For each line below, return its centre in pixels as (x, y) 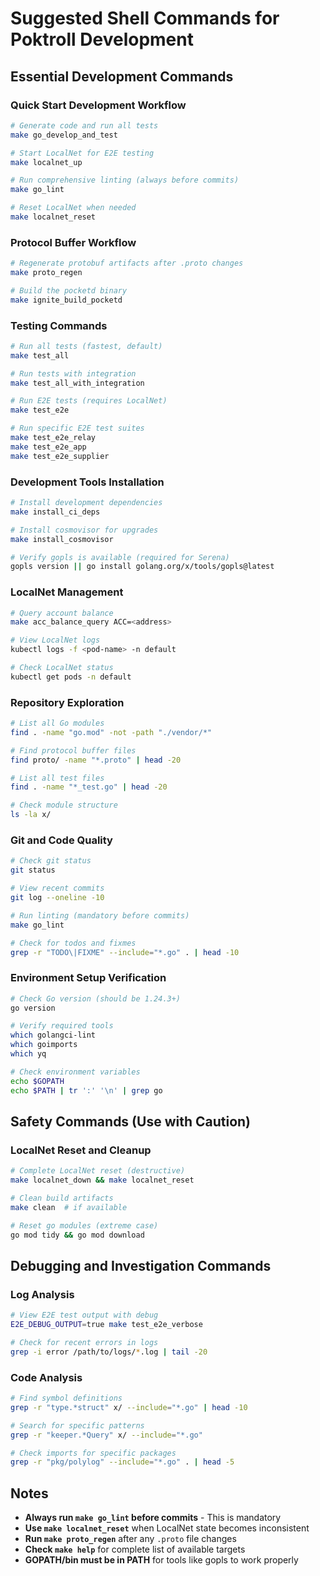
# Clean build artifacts (62, 1198)
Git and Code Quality (61, 840)
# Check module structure (64, 805)
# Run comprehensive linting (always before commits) (125, 180)
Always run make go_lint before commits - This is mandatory (153, 1518)
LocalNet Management (67, 592)
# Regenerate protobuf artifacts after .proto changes (127, 263)
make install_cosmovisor (62, 539)
